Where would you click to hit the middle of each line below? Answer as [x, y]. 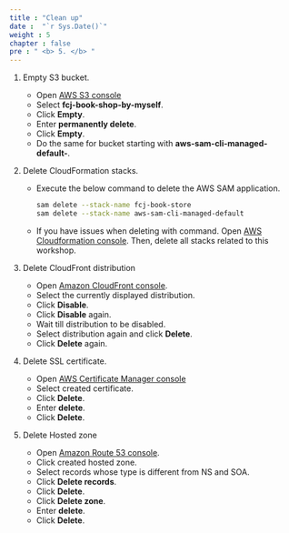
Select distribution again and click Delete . [114, 334]
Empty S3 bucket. [56, 77]
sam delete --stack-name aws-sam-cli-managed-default [140, 214]
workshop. [56, 250]
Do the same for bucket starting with [105, 144]
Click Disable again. [74, 314]
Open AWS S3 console [79, 96]
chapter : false [40, 43]
